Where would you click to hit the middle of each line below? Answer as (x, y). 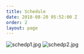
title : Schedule (26, 11)
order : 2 (17, 22)
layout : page (22, 28)
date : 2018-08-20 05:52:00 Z (42, 17)
